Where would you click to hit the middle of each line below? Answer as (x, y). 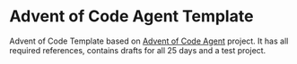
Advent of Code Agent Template (131, 16)
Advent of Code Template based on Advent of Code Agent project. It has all (149, 41)
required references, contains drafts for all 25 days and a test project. (138, 50)
